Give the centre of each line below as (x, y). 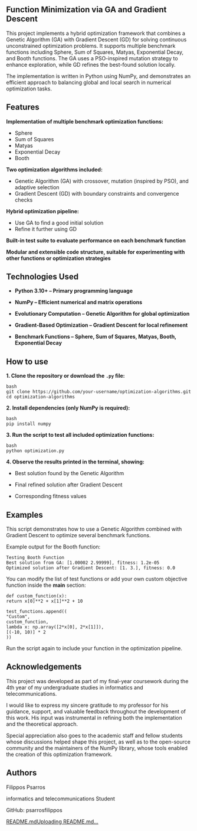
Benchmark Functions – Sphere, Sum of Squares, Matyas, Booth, (96, 337)
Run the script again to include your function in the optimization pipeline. (94, 648)
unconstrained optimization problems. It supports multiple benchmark (91, 46)
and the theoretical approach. (42, 724)
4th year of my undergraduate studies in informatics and (75, 687)
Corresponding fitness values (50, 496)
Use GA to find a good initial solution (59, 223)
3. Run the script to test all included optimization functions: (80, 435)
